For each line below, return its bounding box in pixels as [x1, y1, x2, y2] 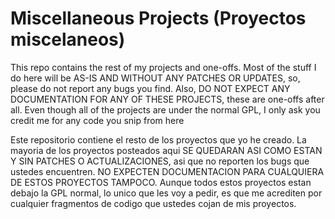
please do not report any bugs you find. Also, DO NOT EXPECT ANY [10, 82, 291, 94]
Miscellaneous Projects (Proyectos [10, 7, 307, 30]
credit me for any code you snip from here [10, 114, 185, 126]
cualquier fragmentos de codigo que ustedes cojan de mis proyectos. [10, 197, 297, 209]
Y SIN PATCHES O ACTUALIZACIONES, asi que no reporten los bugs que [10, 155, 310, 167]
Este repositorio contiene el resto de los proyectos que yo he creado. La [10, 133, 307, 146]
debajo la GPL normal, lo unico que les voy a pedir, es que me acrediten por [10, 187, 323, 199]
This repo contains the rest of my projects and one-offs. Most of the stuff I [10, 61, 317, 73]
